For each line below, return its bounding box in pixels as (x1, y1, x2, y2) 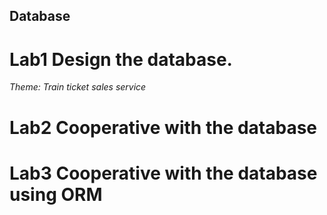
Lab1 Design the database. (9, 48, 233, 71)
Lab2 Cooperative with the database (9, 116, 318, 139)
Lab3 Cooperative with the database (9, 162, 318, 184)
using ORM (9, 183, 103, 206)
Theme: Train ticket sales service (9, 81, 147, 93)
